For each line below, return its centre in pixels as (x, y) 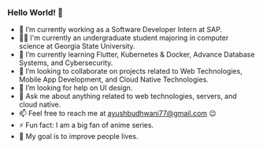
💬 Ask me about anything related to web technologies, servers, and (128, 96)
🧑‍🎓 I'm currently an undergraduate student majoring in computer (124, 38)
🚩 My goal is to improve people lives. (78, 136)
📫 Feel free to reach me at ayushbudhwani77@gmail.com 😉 (118, 114)
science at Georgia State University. (77, 46)
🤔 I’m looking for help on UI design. (76, 88)
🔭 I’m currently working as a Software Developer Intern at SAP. (120, 30)
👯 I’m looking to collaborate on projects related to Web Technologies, (131, 71)
